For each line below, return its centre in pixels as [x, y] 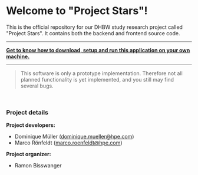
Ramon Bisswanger [38, 166]
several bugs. [37, 86]
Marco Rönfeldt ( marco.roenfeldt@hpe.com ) [68, 143]
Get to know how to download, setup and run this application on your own [98, 50]
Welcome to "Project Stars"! [77, 11]
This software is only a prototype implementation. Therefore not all [101, 73]
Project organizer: [29, 154]
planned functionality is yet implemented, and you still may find [97, 79]
